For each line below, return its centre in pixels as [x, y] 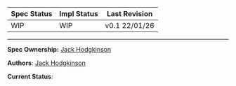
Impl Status [79, 14]
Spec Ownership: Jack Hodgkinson [59, 49]
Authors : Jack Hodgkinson [47, 63]
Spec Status [32, 14]
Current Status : [30, 77]
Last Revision [130, 14]
